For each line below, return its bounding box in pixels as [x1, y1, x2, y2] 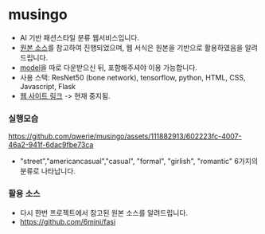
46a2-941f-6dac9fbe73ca [8, 140, 94, 150]
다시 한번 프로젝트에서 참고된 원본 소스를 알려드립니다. [19, 208, 189, 217]
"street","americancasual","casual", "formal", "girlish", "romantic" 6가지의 [19, 157, 259, 166]
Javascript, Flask [19, 81, 76, 91]
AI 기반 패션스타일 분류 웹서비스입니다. [19, 33, 140, 42]
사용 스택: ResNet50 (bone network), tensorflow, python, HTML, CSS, [19, 72, 246, 82]
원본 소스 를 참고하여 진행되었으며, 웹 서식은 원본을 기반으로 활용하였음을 [19, 42, 244, 53]
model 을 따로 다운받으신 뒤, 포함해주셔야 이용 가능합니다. [19, 62, 197, 72]
